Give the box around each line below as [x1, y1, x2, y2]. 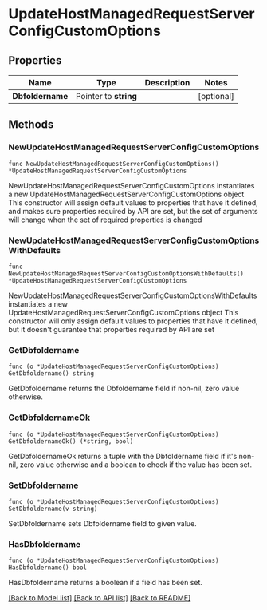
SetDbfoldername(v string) [8, 505, 98, 513]
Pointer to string [75, 91, 138, 101]
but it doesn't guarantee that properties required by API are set [8, 324, 215, 334]
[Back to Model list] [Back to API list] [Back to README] [8, 593, 191, 603]
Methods [8, 117, 54, 132]
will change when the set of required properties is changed [8, 215, 202, 224]
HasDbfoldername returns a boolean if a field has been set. [8, 578, 203, 588]
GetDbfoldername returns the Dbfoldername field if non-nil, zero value [8, 384, 240, 394]
